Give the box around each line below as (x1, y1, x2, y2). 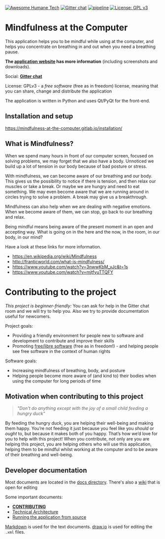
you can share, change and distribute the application (5, 88, 112, 94)
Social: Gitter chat (5, 73, 42, 79)
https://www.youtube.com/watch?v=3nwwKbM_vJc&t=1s (12, 264, 128, 270)
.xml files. (5, 529, 26, 535)
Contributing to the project (5, 286, 117, 297)
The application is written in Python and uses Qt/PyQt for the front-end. (5, 98, 150, 103)
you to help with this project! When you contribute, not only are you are (5, 436, 150, 442)
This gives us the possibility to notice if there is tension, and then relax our (5, 178, 156, 184)
